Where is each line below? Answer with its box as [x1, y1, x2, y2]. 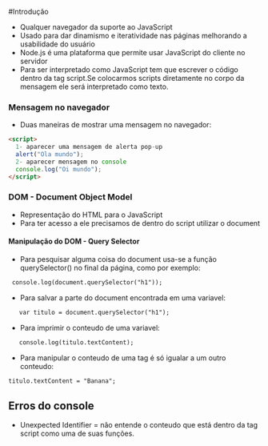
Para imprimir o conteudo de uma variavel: [19, 323, 160, 332]
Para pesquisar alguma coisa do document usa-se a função [19, 255, 218, 264]
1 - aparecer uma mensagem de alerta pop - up [15, 143, 162, 151]
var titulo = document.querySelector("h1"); [18, 308, 170, 316]
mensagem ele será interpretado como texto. [19, 82, 169, 91]
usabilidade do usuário [19, 39, 96, 49]
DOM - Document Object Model [8, 191, 133, 203]
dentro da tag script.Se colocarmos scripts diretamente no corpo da [19, 74, 245, 82]
